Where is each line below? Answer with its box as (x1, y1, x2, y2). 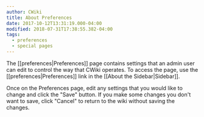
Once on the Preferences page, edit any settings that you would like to (6, 84, 183, 91)
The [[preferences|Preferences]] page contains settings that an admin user (6, 59, 195, 67)
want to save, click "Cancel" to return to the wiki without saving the (6, 97, 175, 104)
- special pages (12, 43, 53, 49)
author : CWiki (6, 9, 43, 15)
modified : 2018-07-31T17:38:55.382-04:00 (6, 26, 113, 32)
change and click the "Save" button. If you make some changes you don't (6, 91, 191, 98)
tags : (6, 32, 20, 38)
